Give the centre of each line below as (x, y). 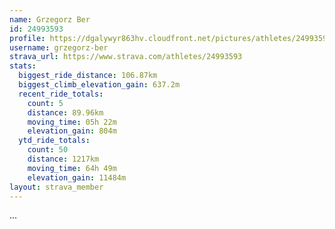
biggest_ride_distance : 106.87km (88, 76)
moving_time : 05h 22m (72, 122)
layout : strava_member (56, 187)
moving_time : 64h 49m (72, 168)
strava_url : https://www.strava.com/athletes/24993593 (126, 57)
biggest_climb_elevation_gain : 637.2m (99, 85)
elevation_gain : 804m (72, 131)
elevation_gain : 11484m (77, 177)
